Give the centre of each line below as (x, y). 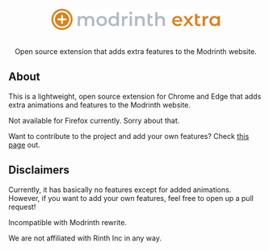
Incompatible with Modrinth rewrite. (68, 222)
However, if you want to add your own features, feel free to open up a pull (131, 198)
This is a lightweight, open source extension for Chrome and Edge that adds (135, 96)
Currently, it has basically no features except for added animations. (120, 190)
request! (22, 207)
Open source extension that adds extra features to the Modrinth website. (136, 51)
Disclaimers (39, 170)
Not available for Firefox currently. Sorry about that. (94, 120)
